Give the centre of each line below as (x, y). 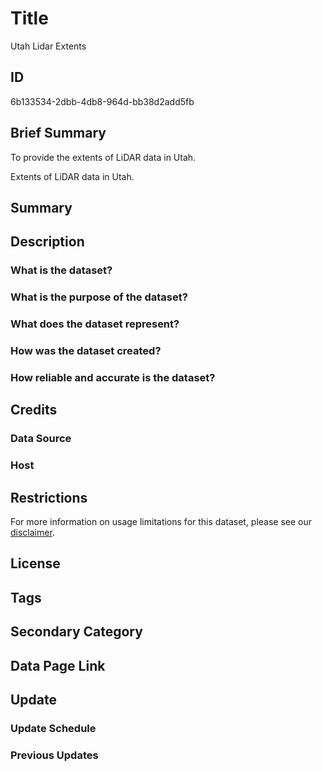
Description (47, 242)
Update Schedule (53, 728)
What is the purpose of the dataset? (99, 297)
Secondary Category (76, 632)
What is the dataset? (61, 270)
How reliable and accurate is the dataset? (113, 377)
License (35, 563)
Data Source (41, 439)
